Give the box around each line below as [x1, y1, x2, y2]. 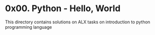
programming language [5, 24, 52, 30]
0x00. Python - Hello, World [5, 3, 121, 14]
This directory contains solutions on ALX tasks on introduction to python [5, 19, 150, 25]
